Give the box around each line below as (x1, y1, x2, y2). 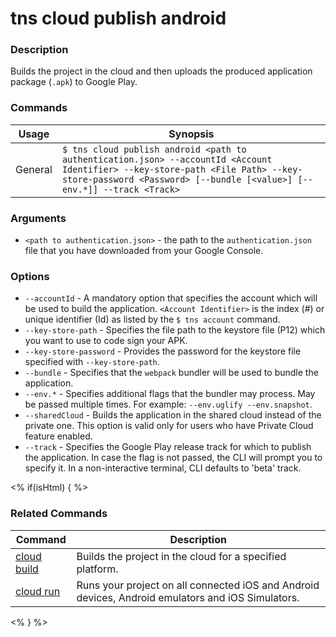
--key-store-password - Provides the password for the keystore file (24, 345, 302, 357)
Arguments (10, 211, 67, 225)
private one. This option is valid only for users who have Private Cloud (24, 420, 314, 432)
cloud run (15, 584, 61, 598)
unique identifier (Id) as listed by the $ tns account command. (24, 313, 281, 326)
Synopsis (168, 127, 215, 141)
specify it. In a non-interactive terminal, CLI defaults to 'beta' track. (24, 462, 302, 474)
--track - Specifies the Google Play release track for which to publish (24, 441, 312, 453)
